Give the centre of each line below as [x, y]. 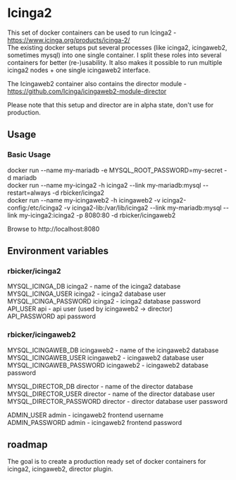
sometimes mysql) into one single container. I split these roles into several [114, 55]
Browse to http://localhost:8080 [54, 229]
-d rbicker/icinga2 [78, 193]
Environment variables [58, 251]
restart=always [29, 193]
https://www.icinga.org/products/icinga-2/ [69, 40]
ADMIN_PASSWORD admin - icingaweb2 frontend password [95, 422]
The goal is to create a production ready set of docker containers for [107, 462]
